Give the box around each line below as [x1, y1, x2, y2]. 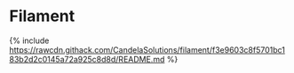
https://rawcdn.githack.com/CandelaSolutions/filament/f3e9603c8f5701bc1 [9, 44, 286, 55]
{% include [9, 35, 50, 46]
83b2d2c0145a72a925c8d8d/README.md [9, 54, 165, 64]
